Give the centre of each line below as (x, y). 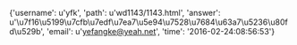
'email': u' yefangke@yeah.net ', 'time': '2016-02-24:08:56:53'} (161, 31)
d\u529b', (27, 31)
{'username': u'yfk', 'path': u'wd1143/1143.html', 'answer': (115, 13)
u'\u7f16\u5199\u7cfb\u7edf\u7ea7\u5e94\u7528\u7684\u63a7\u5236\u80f (148, 22)
